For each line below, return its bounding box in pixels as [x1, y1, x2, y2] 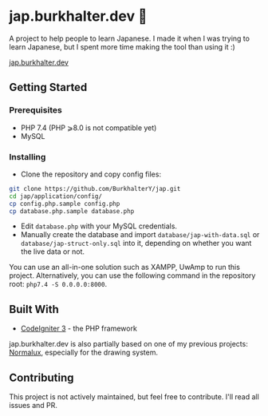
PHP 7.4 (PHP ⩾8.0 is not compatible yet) [20, 123, 157, 133]
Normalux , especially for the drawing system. [9, 347, 159, 358]
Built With [9, 303, 59, 316]
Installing [9, 151, 46, 162]
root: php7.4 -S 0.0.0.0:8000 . [9, 279, 107, 289]
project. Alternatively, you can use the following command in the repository [9, 271, 256, 280]
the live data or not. [20, 247, 85, 256]
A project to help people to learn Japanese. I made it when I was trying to [9, 34, 250, 43]
